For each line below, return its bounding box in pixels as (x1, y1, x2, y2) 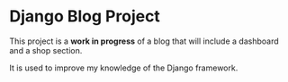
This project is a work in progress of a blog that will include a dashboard (9, 36, 279, 46)
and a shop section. (9, 45, 83, 55)
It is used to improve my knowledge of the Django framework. (9, 62, 238, 73)
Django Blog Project (9, 6, 160, 27)
